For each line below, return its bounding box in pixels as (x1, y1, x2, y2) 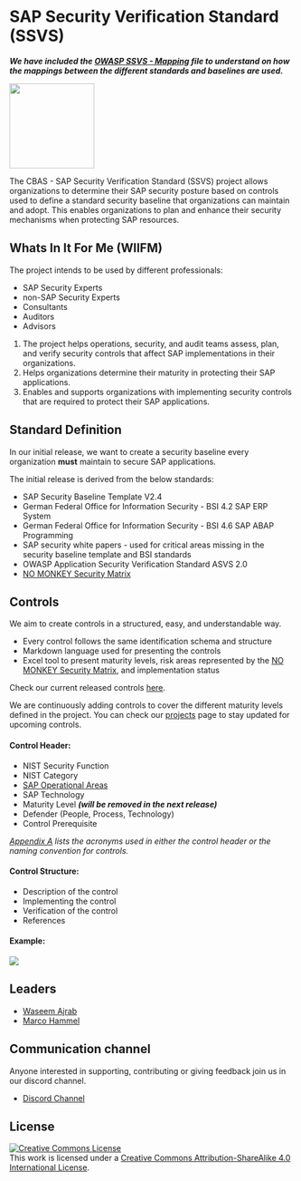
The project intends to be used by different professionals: (9, 265, 223, 276)
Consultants (22, 301, 68, 312)
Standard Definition (9, 422, 122, 438)
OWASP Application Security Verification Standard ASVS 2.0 (22, 558, 249, 569)
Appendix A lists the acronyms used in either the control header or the (9, 836, 271, 847)
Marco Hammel (22, 1015, 80, 1026)
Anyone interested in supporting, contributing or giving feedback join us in (9, 1065, 287, 1076)
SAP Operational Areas (22, 779, 108, 790)
